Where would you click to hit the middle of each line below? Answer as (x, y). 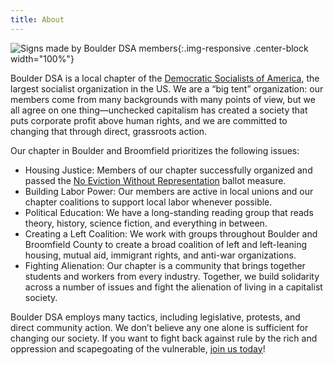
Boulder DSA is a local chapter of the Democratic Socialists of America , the (165, 78)
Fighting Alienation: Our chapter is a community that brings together (165, 265)
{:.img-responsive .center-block (243, 48)
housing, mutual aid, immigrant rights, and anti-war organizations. (160, 255)
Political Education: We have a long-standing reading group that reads (169, 212)
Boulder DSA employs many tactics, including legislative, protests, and (155, 317)
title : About (37, 19)
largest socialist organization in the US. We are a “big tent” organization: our (167, 88)
